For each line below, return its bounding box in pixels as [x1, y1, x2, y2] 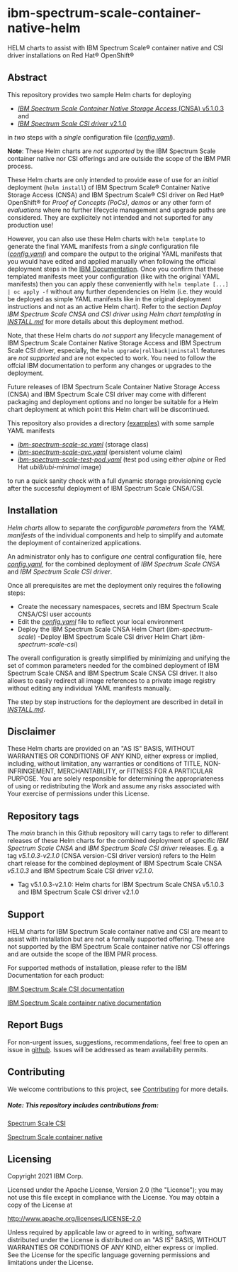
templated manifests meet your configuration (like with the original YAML [7, 272, 220, 281]
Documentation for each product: [7, 971, 105, 979]
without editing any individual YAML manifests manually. [7, 684, 171, 692]
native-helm [7, 20, 81, 36]
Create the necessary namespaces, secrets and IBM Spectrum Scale [17, 602, 219, 610]
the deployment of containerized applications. [7, 538, 142, 547]
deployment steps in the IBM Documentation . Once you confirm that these [7, 264, 225, 273]
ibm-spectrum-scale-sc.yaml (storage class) [17, 440, 149, 448]
